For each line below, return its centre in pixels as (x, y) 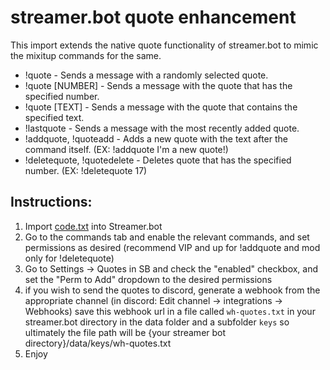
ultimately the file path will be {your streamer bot (125, 332)
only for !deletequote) (69, 258)
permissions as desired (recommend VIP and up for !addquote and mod (172, 247)
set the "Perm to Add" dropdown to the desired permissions (148, 279)
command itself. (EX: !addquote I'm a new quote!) (126, 149)
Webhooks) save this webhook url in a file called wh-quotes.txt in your (170, 311)
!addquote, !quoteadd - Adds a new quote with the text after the (156, 138)
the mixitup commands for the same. (86, 55)
